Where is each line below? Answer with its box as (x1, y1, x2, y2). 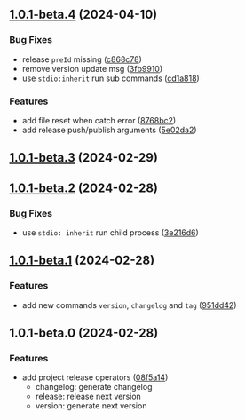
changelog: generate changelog (35, 382, 153, 392)
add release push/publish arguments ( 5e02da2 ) (21, 124, 197, 135)
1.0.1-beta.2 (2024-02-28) (9, 180, 158, 195)
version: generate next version (35, 400, 147, 411)
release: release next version (35, 391, 142, 402)
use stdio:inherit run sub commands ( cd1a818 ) (21, 73, 200, 83)
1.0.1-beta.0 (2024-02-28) (9, 326, 159, 341)
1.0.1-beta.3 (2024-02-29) (9, 150, 158, 165)
